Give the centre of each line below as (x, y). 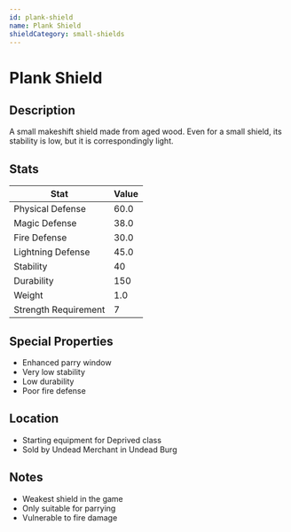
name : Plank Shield (45, 26)
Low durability (48, 381)
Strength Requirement (59, 309)
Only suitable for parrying (69, 508)
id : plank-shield (41, 17)
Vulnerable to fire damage (70, 517)
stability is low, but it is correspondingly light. (91, 141)
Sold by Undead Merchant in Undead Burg (99, 450)
